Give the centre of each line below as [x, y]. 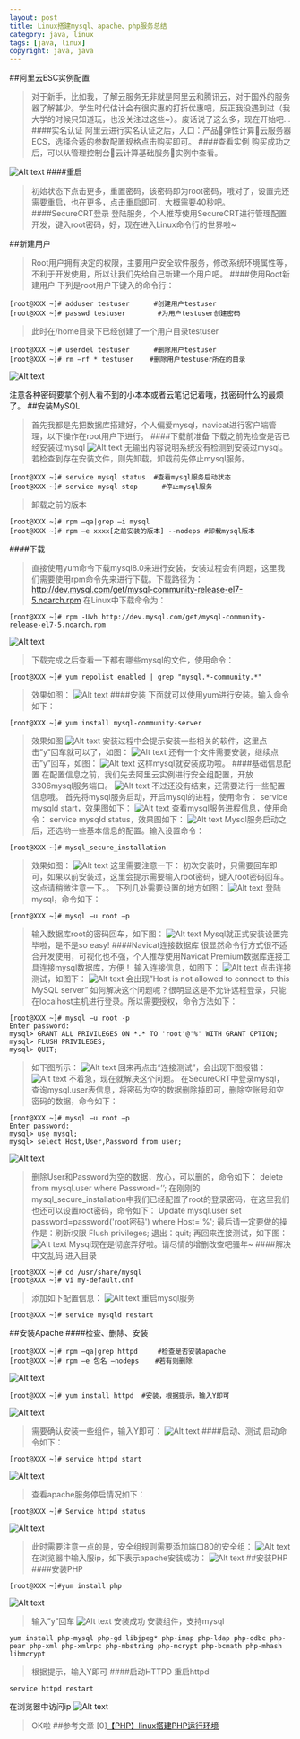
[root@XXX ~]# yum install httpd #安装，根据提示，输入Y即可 [120, 1396]
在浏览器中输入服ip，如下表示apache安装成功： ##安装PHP [159, 1558]
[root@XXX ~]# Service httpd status [77, 1512]
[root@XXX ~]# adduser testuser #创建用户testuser [113, 304]
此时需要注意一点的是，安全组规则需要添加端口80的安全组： [142, 1547]
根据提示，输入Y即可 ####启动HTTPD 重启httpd [120, 1672]
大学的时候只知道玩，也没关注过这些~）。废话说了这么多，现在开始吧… [161, 119]
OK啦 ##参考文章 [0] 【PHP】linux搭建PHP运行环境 [125, 1726]
